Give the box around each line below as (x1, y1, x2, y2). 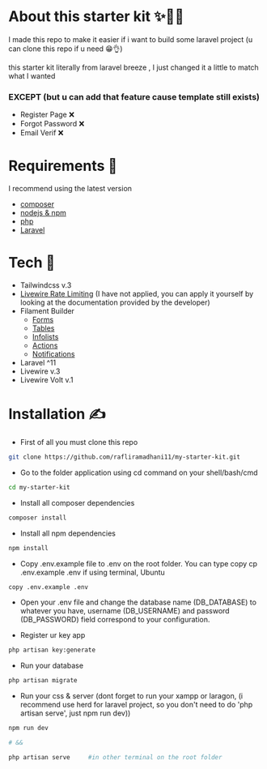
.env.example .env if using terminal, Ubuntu (19, 567, 166, 577)
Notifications (32, 349, 75, 359)
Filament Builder (19, 306, 75, 316)
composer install (8, 514, 67, 522)
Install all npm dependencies (19, 528, 116, 538)
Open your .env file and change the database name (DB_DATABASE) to (19, 597, 257, 607)
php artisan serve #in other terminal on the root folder (8, 753, 222, 761)
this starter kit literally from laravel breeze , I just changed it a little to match (8, 62, 259, 72)
